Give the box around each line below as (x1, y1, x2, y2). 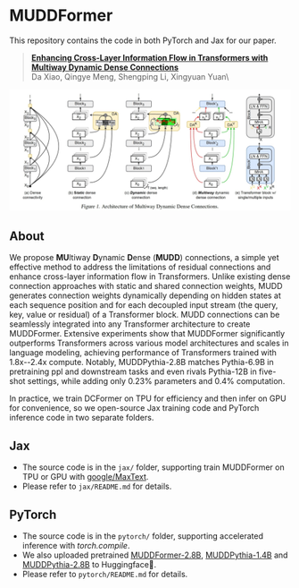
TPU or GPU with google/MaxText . (21, 472, 149, 482)
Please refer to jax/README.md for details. (21, 481, 172, 492)
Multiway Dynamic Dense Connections (30, 62, 179, 72)
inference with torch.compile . (21, 540, 130, 550)
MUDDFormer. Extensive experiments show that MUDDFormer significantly (9, 328, 286, 339)
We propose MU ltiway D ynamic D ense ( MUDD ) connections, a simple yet (9, 252, 279, 263)
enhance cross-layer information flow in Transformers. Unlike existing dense (9, 271, 291, 282)
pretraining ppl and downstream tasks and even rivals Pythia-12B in (9, 366, 257, 377)
